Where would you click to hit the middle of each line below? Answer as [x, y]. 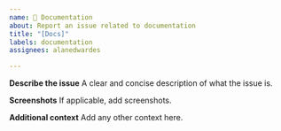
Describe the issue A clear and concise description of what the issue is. [141, 83]
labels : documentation [51, 42]
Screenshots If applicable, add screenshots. [90, 100]
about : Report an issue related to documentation [103, 26]
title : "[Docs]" [39, 34]
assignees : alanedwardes [55, 50]
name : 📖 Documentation [51, 17]
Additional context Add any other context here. [96, 118]
